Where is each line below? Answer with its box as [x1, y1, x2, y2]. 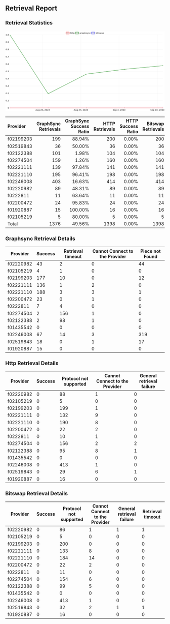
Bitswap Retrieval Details [5, 490, 68, 497]
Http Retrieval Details [5, 360, 59, 367]
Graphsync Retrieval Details [5, 235, 75, 242]
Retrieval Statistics [5, 19, 53, 26]
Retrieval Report [5, 4, 58, 13]
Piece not [140, 248, 161, 254]
